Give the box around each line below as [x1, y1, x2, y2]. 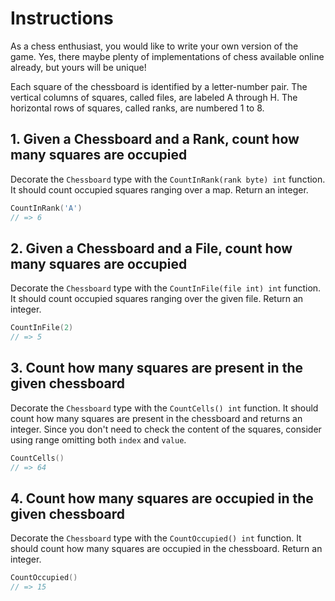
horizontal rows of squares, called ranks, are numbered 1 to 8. [10, 102, 265, 114]
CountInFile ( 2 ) [10, 323, 74, 333]
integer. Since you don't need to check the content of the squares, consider [10, 423, 322, 435]
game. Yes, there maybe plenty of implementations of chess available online [10, 50, 325, 62]
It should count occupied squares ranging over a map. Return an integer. [10, 183, 309, 196]
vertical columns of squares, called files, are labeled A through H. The [10, 91, 298, 103]
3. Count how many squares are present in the [10, 360, 303, 377]
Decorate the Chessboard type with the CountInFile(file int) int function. [10, 282, 322, 294]
